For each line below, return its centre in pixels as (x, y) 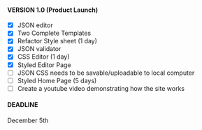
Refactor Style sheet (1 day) (57, 41)
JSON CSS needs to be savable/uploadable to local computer (106, 73)
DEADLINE (23, 105)
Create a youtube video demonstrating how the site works (101, 88)
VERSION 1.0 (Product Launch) (53, 10)
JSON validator (39, 49)
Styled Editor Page (44, 65)
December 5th (28, 120)
